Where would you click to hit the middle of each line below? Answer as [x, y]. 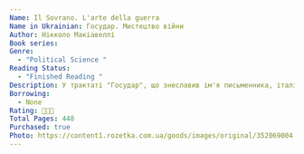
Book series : [34, 43]
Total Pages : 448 [42, 119]
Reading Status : [40, 69]
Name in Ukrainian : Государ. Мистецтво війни [96, 26]
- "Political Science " [62, 60]
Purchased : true [40, 128]
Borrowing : [30, 93]
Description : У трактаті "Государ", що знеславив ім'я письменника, [141, 85]
